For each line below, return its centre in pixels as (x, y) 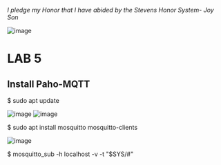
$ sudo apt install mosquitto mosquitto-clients (73, 127)
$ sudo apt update (33, 100)
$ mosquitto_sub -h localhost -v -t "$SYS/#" (70, 154)
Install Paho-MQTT (49, 84)
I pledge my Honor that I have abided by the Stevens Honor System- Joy (110, 10)
